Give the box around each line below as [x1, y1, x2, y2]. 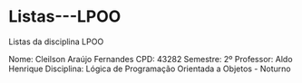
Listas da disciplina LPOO [8, 36, 104, 47]
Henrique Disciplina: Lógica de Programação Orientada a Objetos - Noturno [8, 63, 291, 74]
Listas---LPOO [8, 6, 122, 27]
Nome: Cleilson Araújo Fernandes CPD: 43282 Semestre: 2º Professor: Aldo [8, 53, 293, 64]
